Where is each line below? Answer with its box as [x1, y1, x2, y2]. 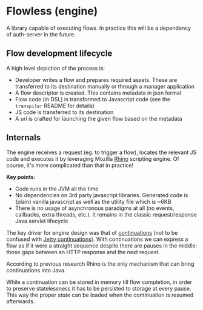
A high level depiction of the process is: [6, 64, 105, 72]
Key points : [6, 173, 36, 180]
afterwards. [6, 297, 35, 305]
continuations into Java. [6, 266, 66, 274]
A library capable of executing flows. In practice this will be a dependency [6, 24, 191, 32]
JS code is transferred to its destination [15, 108, 114, 116]
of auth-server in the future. [6, 30, 76, 38]
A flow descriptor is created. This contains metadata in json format [15, 89, 182, 96]
